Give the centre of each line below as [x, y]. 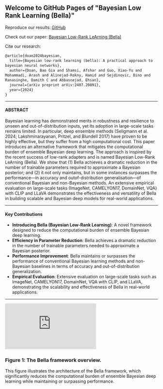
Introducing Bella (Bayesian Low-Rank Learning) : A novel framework [82, 225]
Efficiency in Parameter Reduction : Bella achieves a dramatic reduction [84, 241]
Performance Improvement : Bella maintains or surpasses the [73, 256]
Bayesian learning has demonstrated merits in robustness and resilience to [80, 121]
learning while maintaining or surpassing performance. [60, 381]
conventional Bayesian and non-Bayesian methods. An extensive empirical [80, 183]
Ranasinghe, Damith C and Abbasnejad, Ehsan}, [53, 80]
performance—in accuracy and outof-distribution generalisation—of [73, 178]
